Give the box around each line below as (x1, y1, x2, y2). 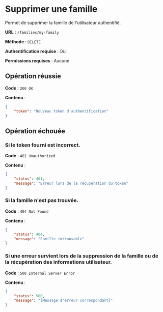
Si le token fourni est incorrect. (5, 142, 81, 148)
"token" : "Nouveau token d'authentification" (14, 109, 109, 113)
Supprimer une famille (5, 3, 98, 15)
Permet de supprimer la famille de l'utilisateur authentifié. (5, 20, 121, 26)
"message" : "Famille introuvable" (14, 236, 84, 241)
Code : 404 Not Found (5, 208, 49, 214)
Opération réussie (5, 72, 61, 81)
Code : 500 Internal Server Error (5, 270, 75, 276)
